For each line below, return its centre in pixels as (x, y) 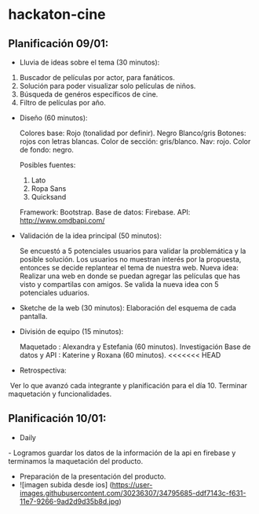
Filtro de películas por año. (62, 103)
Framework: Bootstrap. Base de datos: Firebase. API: (105, 212)
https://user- (132, 484)
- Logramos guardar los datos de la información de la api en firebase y (122, 453)
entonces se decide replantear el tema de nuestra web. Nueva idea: (129, 268)
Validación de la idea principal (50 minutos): (91, 236)
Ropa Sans (49, 189)
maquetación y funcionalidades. (60, 394)
